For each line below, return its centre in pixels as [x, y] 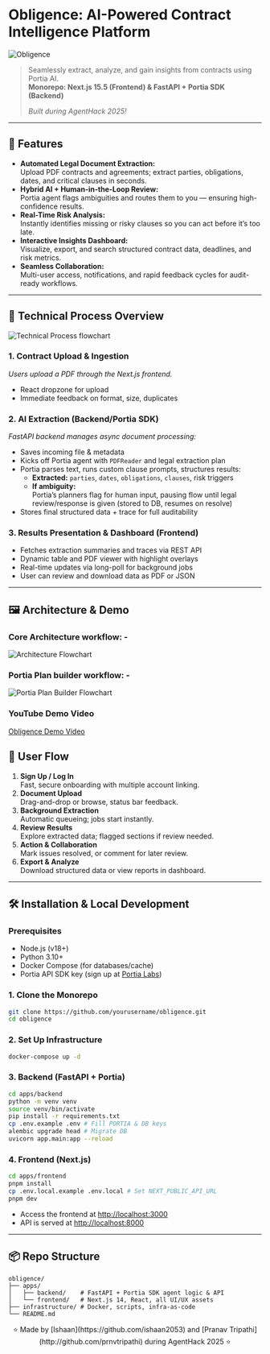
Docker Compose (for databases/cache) [87, 966]
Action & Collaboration [59, 844]
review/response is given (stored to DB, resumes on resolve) [132, 503]
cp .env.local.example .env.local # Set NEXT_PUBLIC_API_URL [113, 1191]
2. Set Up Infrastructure [55, 1040]
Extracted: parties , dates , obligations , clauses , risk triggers [133, 478]
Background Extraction [59, 810]
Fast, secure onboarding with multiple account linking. [110, 785]
